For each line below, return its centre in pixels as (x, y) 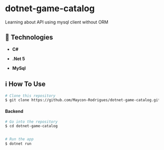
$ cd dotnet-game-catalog (31, 126)
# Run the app (20, 139)
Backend (14, 111)
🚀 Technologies (29, 37)
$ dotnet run (18, 144)
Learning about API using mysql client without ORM (57, 22)
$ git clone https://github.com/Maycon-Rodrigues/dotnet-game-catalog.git (83, 100)
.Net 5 (19, 59)
